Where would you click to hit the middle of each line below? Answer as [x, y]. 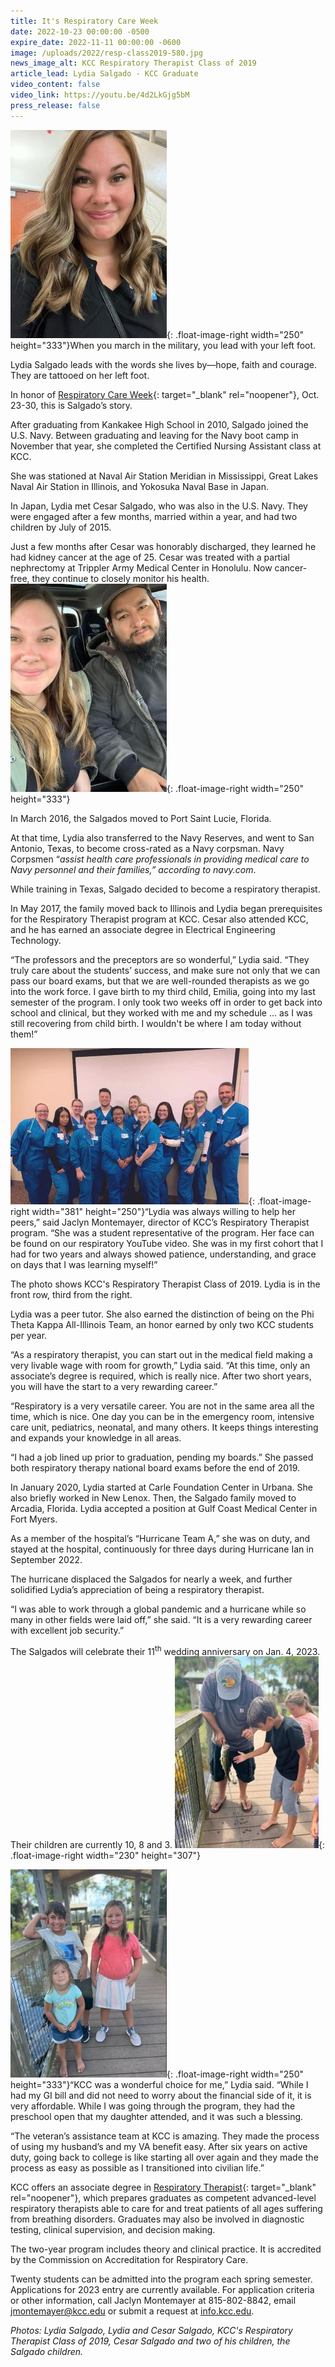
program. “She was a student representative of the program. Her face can [162, 1232]
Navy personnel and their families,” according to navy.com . [133, 869]
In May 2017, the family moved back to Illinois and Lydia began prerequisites [166, 908]
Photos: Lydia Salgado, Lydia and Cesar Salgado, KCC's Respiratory [151, 2331]
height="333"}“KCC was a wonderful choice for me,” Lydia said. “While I [159, 2085]
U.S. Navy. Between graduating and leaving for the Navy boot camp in [154, 435]
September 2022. [46, 1559]
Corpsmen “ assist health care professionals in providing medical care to [160, 859]
